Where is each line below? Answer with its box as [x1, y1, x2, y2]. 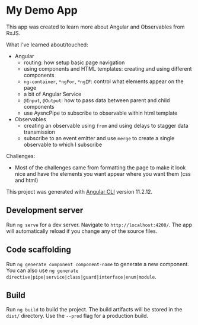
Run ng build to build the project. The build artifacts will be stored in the [6, 306, 183, 313]
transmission [23, 128, 55, 135]
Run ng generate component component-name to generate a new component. [6, 260, 190, 267]
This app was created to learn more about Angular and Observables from [6, 23, 185, 30]
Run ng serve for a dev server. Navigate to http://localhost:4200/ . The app [6, 221, 193, 228]
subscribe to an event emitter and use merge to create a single [23, 134, 175, 141]
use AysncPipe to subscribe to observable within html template [23, 109, 178, 116]
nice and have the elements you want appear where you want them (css [14, 170, 191, 177]
